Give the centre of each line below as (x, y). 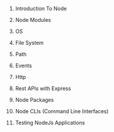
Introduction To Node (41, 9)
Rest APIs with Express (43, 88)
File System (29, 43)
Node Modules (33, 20)
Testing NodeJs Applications (50, 123)
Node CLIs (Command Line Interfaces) (62, 111)
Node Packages (34, 100)
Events (24, 65)
